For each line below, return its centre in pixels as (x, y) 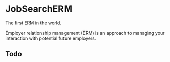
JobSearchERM (39, 9)
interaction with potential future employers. (51, 38)
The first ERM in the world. (33, 23)
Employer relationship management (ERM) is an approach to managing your (85, 33)
